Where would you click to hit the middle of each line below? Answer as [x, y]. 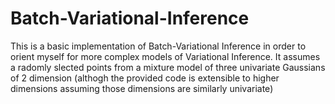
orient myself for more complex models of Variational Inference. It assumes [165, 56]
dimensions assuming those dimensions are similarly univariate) [142, 88]
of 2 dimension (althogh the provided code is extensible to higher [145, 78]
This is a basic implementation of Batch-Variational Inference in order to [158, 46]
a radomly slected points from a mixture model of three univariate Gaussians [168, 67]
